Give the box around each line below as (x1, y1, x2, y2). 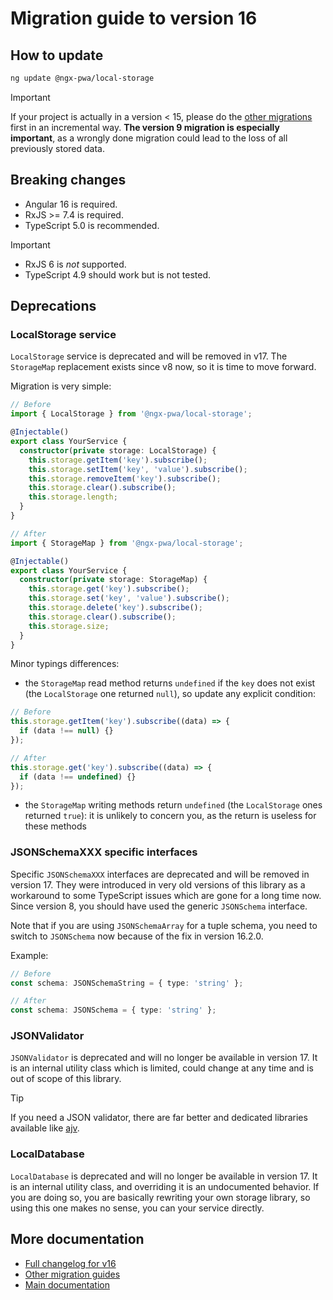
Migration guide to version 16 (10, 7, 258, 30)
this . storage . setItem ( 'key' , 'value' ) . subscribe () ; (28, 464, 248, 474)
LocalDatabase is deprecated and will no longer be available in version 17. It (10, 1170, 318, 1182)
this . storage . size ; (28, 621, 110, 631)
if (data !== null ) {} (19, 726, 114, 736)
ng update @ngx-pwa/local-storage (10, 73, 155, 83)
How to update (10, 47, 104, 64)
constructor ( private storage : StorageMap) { (19, 575, 208, 585)
